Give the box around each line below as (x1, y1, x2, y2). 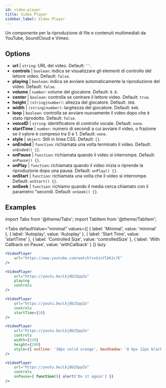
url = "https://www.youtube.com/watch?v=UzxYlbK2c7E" (14, 256, 123, 260)
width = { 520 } (14, 338, 39, 343)
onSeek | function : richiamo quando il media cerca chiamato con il (12, 183, 149, 189)
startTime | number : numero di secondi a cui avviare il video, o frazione (12, 126, 157, 131)
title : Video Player (5, 12, 48, 17)
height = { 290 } (14, 342, 41, 347)
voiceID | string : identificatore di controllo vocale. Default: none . (12, 121, 143, 127)
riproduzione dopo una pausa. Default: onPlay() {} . (12, 168, 118, 173)
